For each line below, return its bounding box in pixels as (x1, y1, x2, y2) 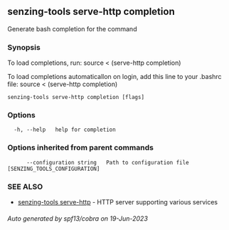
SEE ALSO (7, 182, 43, 192)
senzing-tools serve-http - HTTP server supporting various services (17, 198, 218, 206)
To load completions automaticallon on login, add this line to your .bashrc (7, 73, 222, 81)
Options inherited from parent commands (7, 142, 154, 152)
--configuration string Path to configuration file (26, 159, 190, 166)
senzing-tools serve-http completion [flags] (7, 94, 144, 101)
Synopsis (7, 42, 41, 52)
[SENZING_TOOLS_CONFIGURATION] (7, 165, 100, 172)
